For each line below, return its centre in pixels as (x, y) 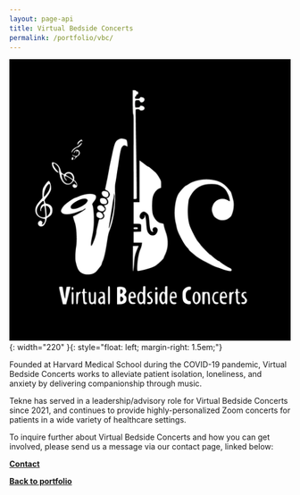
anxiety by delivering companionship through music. (106, 383)
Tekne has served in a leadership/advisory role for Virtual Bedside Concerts (149, 401)
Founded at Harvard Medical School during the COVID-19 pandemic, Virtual (148, 365)
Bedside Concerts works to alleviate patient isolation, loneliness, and (136, 374)
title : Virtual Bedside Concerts (71, 28)
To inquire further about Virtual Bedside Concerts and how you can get (140, 437)
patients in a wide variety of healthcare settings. (98, 420)
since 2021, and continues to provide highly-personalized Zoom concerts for (150, 410)
